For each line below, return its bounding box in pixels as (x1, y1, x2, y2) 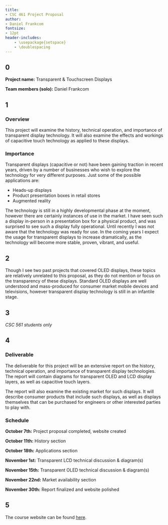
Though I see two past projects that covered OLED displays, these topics (5, 268, 156, 274)
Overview (5, 116, 30, 123)
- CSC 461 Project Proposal (5, 12, 64, 17)
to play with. (5, 404, 31, 410)
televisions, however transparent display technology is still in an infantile (5, 289, 154, 295)
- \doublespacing (14, 45, 51, 50)
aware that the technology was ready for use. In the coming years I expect (5, 229, 159, 235)
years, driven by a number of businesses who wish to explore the (5, 167, 140, 173)
